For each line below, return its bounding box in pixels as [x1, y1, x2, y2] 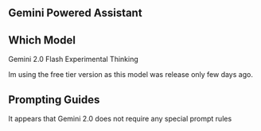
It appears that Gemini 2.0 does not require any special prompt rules [8, 114, 232, 124]
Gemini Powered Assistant [8, 6, 142, 20]
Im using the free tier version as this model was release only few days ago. [8, 70, 253, 79]
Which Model [8, 33, 76, 47]
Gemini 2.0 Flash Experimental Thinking [8, 55, 139, 64]
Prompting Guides [8, 93, 100, 106]
